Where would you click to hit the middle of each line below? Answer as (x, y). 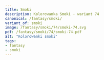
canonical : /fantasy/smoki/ (34, 18)
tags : (10, 41)
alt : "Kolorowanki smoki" (31, 37)
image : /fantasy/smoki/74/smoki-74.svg (46, 28)
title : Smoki (18, 9)
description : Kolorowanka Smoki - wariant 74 (52, 14)
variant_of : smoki (24, 23)
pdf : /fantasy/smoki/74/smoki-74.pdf (43, 32)
